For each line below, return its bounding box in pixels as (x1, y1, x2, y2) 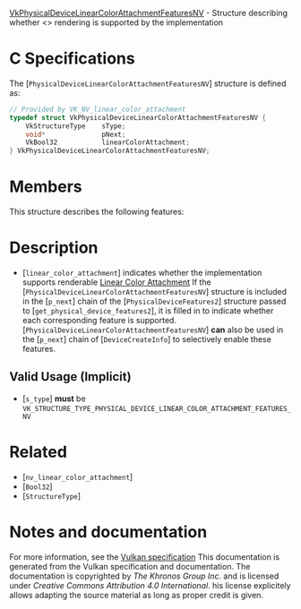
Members (9, 176, 82, 197)
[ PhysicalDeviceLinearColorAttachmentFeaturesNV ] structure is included (21, 287, 287, 297)
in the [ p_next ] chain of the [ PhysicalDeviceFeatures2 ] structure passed (21, 296, 287, 307)
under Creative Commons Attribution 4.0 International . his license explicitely (9, 579, 291, 590)
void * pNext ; (25, 130, 126, 139)
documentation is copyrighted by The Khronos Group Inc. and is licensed (9, 570, 279, 581)
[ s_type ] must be (21, 393, 87, 404)
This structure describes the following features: (9, 206, 185, 218)
